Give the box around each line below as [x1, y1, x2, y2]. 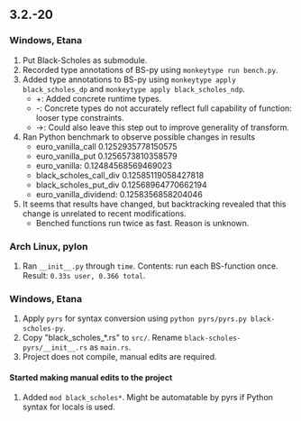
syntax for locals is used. [22, 401, 115, 413]
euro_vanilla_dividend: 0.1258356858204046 [35, 188, 203, 199]
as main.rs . [89, 342, 132, 352]
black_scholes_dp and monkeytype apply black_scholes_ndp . [22, 83, 246, 94]
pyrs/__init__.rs [22, 343, 88, 352]
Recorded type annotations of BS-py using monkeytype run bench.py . [22, 64, 278, 75]
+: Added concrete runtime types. [35, 93, 162, 104]
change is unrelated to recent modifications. [22, 207, 187, 219]
